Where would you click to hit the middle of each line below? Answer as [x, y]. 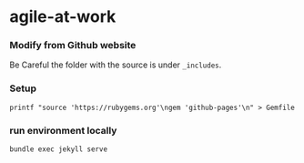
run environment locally [63, 130]
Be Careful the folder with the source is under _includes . [116, 65]
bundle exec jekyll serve [58, 149]
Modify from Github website [73, 46]
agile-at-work [63, 17]
